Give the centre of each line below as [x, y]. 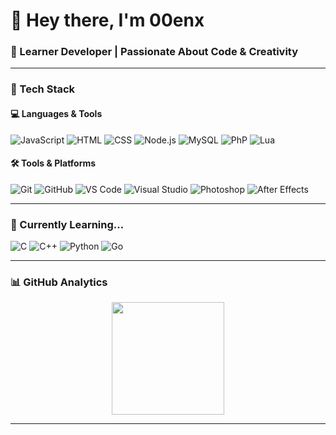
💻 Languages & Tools [56, 113]
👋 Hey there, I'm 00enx [107, 20]
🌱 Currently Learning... [67, 224]
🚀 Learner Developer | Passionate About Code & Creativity [154, 52]
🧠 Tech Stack [43, 89]
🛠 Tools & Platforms [53, 163]
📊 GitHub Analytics [59, 282]
